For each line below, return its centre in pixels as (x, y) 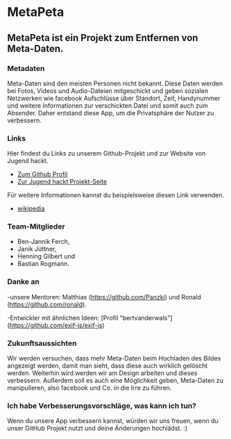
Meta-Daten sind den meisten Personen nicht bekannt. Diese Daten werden (115, 83)
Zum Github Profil (42, 174)
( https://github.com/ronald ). (47, 304)
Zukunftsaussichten (42, 343)
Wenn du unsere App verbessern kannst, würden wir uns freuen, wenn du (113, 421)
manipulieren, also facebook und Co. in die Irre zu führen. (89, 388)
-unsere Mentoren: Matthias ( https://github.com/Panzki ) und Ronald (104, 297)
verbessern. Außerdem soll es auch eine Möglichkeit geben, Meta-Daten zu (115, 381)
